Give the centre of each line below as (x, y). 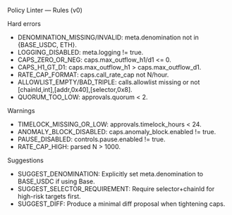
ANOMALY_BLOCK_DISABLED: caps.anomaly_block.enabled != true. (117, 132)
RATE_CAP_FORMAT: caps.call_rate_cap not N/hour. (93, 74)
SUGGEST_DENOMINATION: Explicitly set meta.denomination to (110, 174)
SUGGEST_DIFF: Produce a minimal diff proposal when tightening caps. (121, 204)
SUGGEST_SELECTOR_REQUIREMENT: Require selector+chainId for (116, 189)
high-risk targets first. (49, 196)
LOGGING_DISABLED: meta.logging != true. (80, 52)
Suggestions (26, 160)
